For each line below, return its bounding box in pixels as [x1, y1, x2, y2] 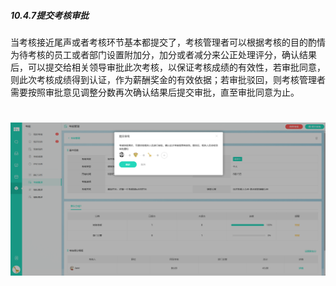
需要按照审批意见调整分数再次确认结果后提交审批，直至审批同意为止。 [10, 86, 300, 98]
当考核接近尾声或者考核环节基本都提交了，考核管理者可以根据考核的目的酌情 [10, 36, 326, 48]
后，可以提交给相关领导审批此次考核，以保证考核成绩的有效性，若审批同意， [10, 61, 326, 73]
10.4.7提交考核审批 [10, 9, 90, 21]
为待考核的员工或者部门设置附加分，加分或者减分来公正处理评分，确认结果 [10, 48, 317, 60]
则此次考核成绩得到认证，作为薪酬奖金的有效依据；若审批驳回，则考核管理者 [10, 73, 326, 85]
